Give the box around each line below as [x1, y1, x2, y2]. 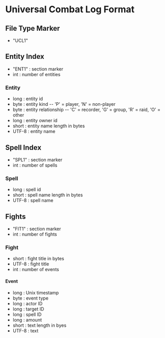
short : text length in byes [12, 322, 66, 328]
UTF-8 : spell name [12, 197, 54, 204]
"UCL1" [12, 37, 28, 43]
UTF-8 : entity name [12, 128, 56, 134]
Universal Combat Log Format [5, 4, 135, 15]
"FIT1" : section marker [12, 226, 61, 232]
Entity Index [5, 52, 44, 61]
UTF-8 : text [12, 327, 39, 333]
